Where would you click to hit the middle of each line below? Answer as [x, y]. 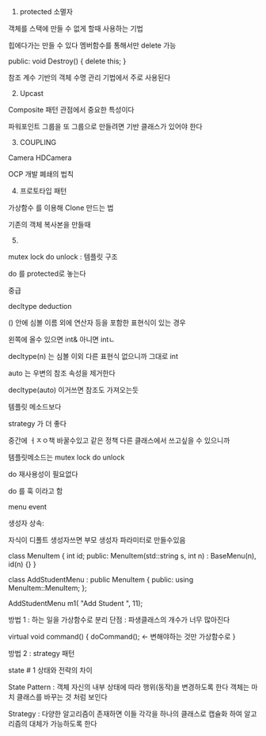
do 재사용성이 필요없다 [43, 474]
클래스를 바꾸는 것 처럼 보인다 [62, 697]
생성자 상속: [27, 523]
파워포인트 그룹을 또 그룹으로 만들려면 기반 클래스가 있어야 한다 [106, 126]
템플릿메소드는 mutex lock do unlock [66, 457]
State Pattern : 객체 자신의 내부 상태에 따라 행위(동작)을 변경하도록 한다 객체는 [129, 687]
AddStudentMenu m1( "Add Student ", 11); [76, 603]
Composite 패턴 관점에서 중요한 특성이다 [71, 110]
